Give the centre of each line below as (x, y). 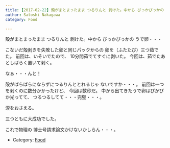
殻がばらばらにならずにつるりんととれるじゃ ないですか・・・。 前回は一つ (85, 84)
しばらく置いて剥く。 (32, 63)
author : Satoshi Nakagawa (33, 15)
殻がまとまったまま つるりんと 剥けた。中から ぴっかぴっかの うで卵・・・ (84, 39)
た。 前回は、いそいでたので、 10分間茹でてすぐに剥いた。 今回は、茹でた (83, 56)
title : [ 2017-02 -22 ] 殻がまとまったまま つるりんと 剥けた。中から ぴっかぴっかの (85, 10)
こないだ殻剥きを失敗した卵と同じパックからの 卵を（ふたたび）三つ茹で (82, 50)
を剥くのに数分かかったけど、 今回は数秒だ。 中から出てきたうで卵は (78, 91)
